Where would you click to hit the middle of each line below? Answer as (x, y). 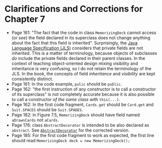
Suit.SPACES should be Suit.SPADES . (47, 109)
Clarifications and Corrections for (74, 9)
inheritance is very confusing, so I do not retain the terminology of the (81, 68)
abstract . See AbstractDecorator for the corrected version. (70, 130)
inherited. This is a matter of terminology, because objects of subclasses (84, 53)
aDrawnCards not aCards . (35, 120)
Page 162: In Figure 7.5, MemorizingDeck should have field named (76, 115)
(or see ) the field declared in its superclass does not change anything (81, 38)
